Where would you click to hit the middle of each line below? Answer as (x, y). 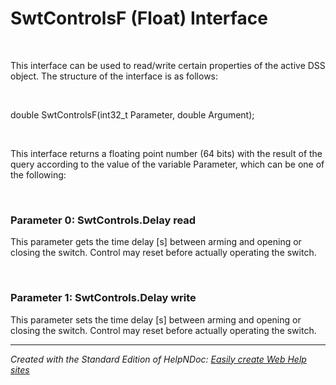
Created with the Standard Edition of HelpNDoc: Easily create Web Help (158, 359)
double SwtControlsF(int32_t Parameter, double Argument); (132, 114)
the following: (38, 174)
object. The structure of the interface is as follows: (114, 76)
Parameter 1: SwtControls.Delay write (103, 298)
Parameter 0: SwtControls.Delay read (103, 220)
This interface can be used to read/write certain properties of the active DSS (168, 65)
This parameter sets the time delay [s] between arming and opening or (156, 319)
